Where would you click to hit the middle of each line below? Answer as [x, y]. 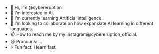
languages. [22, 29]
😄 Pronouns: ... [26, 41]
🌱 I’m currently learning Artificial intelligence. [56, 18]
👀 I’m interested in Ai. [32, 13]
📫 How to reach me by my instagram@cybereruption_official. [74, 34]
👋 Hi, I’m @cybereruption [36, 8]
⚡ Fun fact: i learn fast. [33, 47]
